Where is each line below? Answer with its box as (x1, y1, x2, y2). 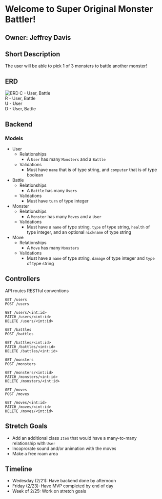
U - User (5, 100, 22, 106)
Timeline (5, 465, 33, 473)
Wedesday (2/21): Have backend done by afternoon (12, 478, 116, 484)
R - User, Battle (5, 96, 36, 101)
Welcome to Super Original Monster (5, 3, 153, 15)
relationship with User (12, 440, 56, 446)
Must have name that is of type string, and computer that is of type (26, 167, 157, 173)
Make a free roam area (12, 450, 58, 456)
